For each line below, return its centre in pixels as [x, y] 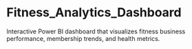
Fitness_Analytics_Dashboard [94, 13]
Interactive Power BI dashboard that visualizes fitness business [96, 31]
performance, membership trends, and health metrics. [83, 38]
